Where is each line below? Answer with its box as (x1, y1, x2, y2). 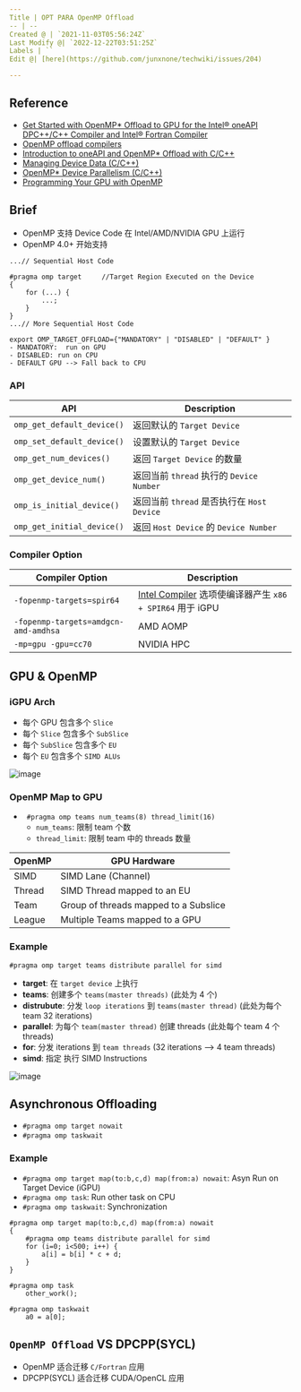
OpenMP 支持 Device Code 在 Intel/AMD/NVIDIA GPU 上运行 (21, 228, 245, 238)
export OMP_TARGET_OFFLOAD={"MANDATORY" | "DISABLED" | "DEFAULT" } (9, 335, 271, 344)
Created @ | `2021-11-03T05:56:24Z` (9, 30, 146, 39)
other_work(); (25, 1289, 78, 1298)
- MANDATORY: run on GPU (9, 342, 106, 352)
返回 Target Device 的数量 (133, 452, 243, 465)
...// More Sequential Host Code (9, 319, 134, 328)
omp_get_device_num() (13, 474, 106, 485)
